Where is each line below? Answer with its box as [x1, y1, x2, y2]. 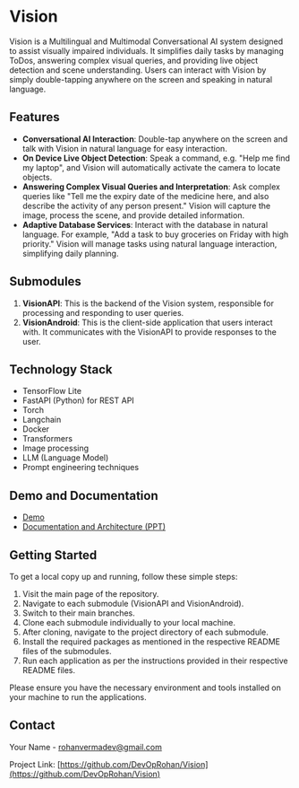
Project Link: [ [9, 758, 61, 769]
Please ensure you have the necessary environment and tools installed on [9, 682, 282, 693]
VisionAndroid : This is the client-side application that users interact [21, 317, 273, 328]
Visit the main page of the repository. [21, 589, 159, 599]
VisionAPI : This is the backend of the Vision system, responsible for [21, 298, 275, 309]
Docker [21, 424, 50, 434]
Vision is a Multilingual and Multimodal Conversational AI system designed [9, 36, 284, 47]
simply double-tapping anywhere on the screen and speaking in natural [9, 74, 273, 84]
